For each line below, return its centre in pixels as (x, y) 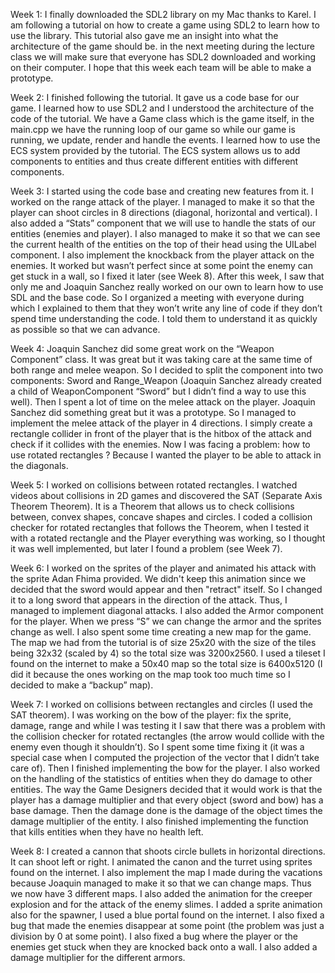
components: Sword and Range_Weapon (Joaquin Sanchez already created (166, 380)
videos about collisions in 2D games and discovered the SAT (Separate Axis (166, 495)
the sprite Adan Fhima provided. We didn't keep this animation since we (158, 578)
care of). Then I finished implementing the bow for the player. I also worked (165, 768)
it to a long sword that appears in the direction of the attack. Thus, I (149, 600)
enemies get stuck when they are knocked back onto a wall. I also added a (164, 947)
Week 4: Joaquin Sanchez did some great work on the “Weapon (142, 348)
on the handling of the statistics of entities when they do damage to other (161, 778)
